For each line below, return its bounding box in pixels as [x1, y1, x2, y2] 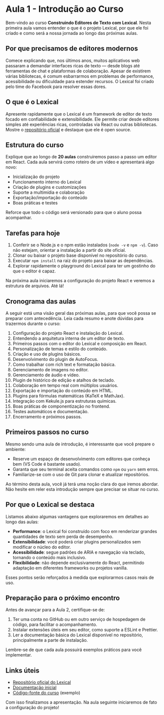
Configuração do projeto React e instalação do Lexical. [12, 330, 124, 336]
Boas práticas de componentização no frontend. [12, 403, 111, 409]
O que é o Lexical [5, 98, 59, 106]
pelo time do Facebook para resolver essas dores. [5, 84, 107, 89]
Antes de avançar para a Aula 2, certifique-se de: [5, 607, 105, 613]
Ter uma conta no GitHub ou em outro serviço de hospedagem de [12, 616, 146, 623]
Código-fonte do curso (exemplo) [12, 690, 80, 696]
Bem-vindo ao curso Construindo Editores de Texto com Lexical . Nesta [5, 20, 151, 26]
